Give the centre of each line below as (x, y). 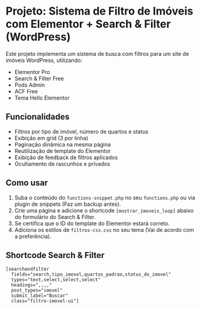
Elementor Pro (32, 72)
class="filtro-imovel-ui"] (45, 301)
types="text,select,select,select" (56, 280)
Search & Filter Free (39, 78)
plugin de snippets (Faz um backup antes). (68, 204)
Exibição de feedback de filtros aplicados (66, 157)
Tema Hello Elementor (42, 98)
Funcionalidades (38, 117)
